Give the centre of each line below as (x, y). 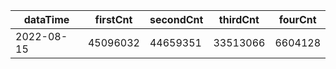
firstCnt (113, 19)
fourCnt (297, 19)
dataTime (46, 19)
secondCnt (176, 19)
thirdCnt (239, 19)
